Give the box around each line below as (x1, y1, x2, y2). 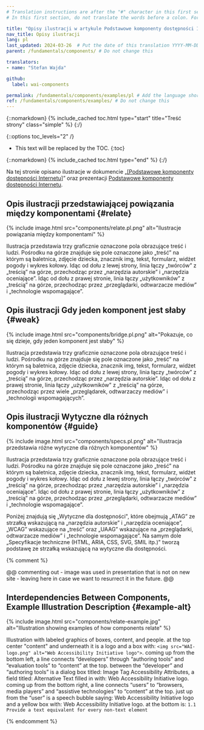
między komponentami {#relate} (6, 208, 132, 219)
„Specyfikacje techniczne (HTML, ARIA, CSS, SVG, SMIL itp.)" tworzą (6, 538, 180, 545)
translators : (6, 59, 39, 65)
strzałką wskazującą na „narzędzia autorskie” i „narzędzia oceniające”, (6, 519, 183, 526)
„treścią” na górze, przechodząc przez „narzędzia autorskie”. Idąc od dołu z (6, 375, 196, 382)
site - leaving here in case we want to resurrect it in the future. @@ (6, 575, 174, 582)
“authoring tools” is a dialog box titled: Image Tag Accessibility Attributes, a (6, 669, 195, 676)
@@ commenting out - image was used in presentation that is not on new (6, 568, 190, 576)
